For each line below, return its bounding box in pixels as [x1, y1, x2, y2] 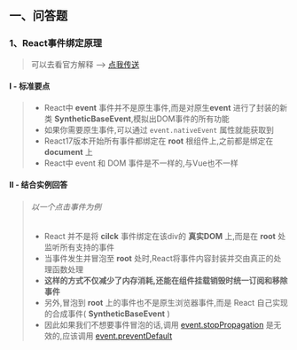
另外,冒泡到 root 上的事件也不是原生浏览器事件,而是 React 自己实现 [43, 297, 288, 307]
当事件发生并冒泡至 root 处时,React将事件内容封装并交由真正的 [43, 253, 274, 263]
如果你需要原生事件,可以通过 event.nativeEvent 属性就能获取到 [43, 124, 275, 135]
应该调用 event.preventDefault [61, 331, 173, 341]
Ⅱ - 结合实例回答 [9, 180, 68, 191]
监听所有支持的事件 [43, 242, 115, 253]
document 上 [43, 146, 93, 157]
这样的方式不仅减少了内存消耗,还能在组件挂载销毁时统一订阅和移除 [43, 275, 288, 285]
